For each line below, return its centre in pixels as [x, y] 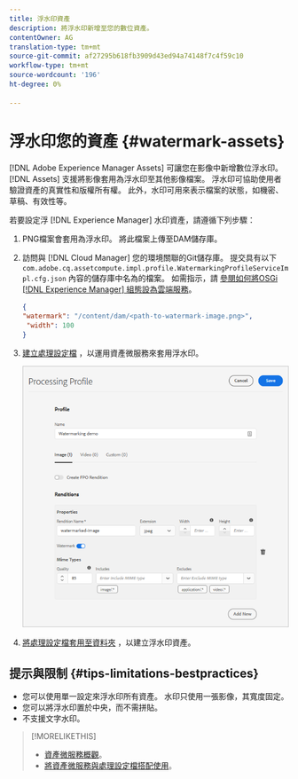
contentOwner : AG [41, 37]
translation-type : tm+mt [55, 47]
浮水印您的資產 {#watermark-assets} [147, 141]
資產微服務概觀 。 [75, 754]
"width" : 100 [50, 326]
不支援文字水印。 [53, 718]
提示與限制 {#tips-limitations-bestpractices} [134, 673]
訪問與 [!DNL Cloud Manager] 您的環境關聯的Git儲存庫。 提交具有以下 [149, 257]
